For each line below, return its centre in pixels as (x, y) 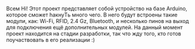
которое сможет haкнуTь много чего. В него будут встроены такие (92, 15)
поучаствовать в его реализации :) (51, 40)
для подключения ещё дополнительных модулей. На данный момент (95, 27)
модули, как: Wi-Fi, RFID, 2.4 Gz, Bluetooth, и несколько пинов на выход (97, 21)
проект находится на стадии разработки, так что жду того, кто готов (94, 34)
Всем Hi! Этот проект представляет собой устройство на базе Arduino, (97, 9)
